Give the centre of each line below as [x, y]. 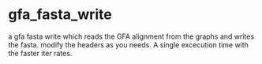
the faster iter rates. [40, 53]
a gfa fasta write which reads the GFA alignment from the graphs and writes [131, 36]
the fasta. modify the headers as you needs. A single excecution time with [128, 44]
